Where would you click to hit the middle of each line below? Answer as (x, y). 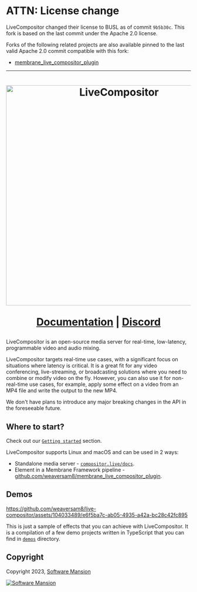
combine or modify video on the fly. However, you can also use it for (89, 378)
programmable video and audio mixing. (53, 348)
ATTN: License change (63, 11)
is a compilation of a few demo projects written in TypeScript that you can (95, 532)
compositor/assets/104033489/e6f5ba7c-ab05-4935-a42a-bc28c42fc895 (97, 514)
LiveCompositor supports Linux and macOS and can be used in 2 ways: (92, 452)
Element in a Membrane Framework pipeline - (69, 470)
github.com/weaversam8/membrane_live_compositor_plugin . (88, 476)
